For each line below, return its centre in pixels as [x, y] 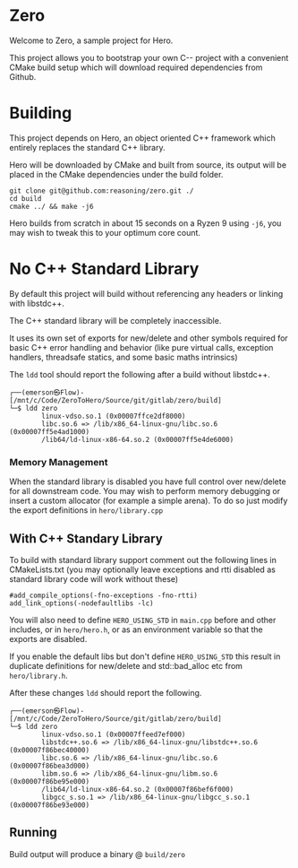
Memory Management [59, 462]
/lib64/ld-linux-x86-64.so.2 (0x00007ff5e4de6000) [138, 439]
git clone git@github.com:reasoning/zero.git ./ [102, 191]
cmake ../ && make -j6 [51, 206]
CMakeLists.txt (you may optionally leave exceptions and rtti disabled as [142, 569]
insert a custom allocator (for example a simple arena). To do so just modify [149, 501]
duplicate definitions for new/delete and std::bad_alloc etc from [126, 665]
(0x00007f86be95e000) [50, 781]
